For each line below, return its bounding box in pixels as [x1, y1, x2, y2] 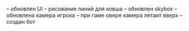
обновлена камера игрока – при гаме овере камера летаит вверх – [6, 12, 183, 19]
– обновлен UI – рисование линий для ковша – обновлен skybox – [6, 5, 177, 12]
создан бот [6, 18, 35, 25]
